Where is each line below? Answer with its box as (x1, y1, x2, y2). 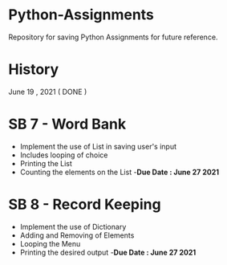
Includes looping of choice (19, 150, 108, 160)
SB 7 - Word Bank (8, 115, 127, 133)
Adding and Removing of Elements (19, 230, 135, 240)
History (8, 60, 59, 79)
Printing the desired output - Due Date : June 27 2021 (19, 247, 197, 257)
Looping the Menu (19, 238, 81, 248)
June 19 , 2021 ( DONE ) (8, 87, 87, 96)
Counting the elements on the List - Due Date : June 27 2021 (19, 167, 220, 177)
